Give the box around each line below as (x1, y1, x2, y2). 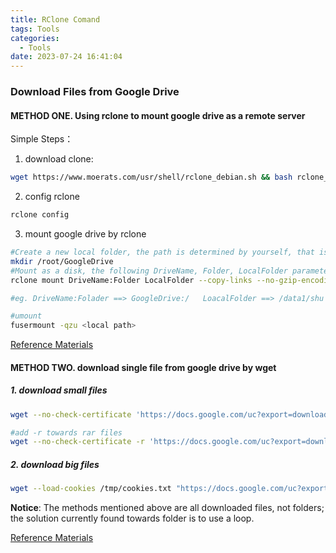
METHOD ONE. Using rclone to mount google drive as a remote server (10, 109, 306, 121)
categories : (10, 33, 60, 43)
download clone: (24, 153, 94, 165)
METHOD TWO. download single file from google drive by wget (10, 361, 277, 373)
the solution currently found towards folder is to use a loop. (10, 512, 255, 525)
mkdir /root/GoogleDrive (10, 256, 114, 266)
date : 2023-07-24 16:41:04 (10, 52, 123, 62)
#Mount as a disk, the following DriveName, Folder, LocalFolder (10, 266, 288, 276)
